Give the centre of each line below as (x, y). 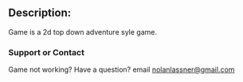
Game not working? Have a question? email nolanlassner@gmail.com (121, 69)
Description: (40, 13)
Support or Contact (47, 52)
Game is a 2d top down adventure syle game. (83, 32)
